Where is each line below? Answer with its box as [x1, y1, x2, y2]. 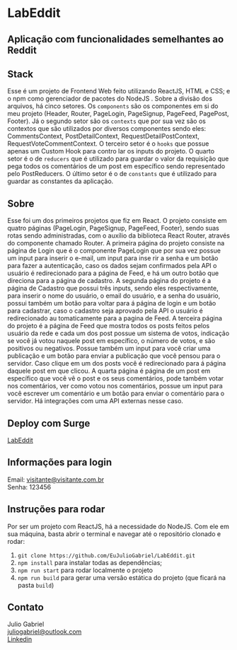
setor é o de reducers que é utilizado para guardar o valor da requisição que [7, 154, 229, 163]
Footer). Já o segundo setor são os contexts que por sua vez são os [7, 117, 207, 125]
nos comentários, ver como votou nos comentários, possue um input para [7, 382, 223, 390]
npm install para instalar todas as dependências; [17, 558, 163, 567]
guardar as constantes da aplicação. [7, 177, 114, 185]
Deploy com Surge [7, 417, 91, 429]
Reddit [7, 44, 37, 56]
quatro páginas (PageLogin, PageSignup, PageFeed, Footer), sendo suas [7, 224, 219, 233]
